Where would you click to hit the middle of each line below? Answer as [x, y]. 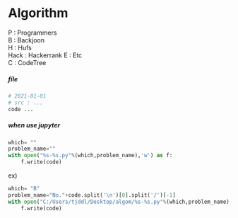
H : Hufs [20, 47]
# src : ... [25, 103]
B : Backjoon [26, 40]
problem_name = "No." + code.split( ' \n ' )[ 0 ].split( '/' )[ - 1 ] [92, 195]
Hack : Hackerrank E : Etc [45, 55]
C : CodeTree [27, 62]
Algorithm [38, 13]
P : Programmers [32, 33]
